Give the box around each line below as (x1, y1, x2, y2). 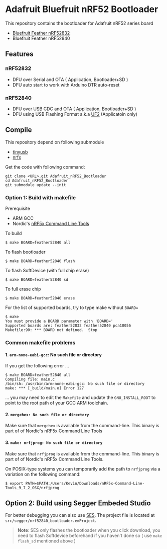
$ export (5, 481, 24, 486)
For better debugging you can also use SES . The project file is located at (5, 512, 155, 518)
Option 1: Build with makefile (5, 194, 76, 201)
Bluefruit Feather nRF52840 (12, 35, 70, 41)
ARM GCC (12, 215, 34, 221)
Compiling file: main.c (5, 377, 55, 382)
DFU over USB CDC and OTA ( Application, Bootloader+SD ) (12, 106, 136, 112)
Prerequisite (5, 205, 30, 212)
